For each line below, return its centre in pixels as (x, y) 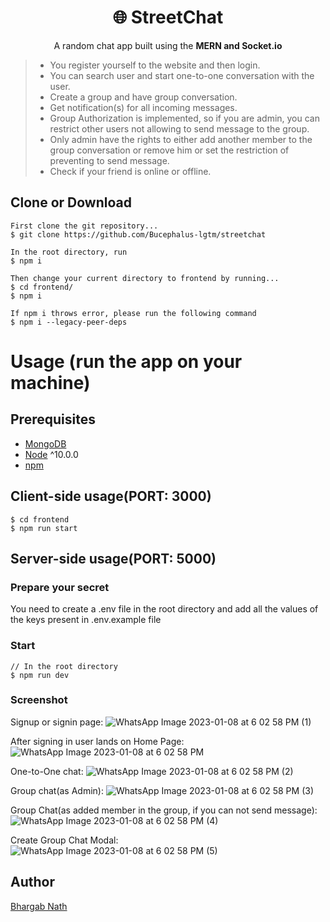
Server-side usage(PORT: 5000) (113, 558)
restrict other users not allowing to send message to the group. (179, 128)
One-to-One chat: (47, 771)
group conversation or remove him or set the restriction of (169, 150)
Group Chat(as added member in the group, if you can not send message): (164, 810)
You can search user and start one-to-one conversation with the (182, 75)
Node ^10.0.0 (51, 454)
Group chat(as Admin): (57, 790)
